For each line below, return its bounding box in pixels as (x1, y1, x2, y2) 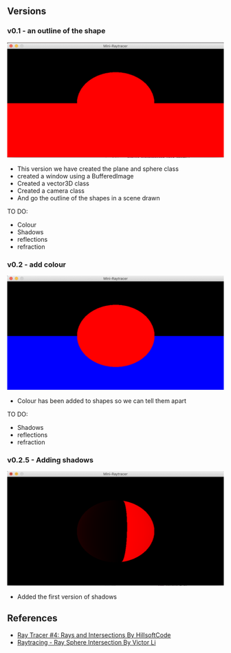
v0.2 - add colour (7, 260, 67, 269)
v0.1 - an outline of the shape (7, 26, 106, 36)
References (7, 612, 58, 624)
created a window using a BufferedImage (16, 172, 134, 180)
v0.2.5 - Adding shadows (7, 455, 94, 464)
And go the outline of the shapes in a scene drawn (16, 194, 160, 202)
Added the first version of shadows (16, 592, 117, 601)
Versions (7, 6, 47, 17)
